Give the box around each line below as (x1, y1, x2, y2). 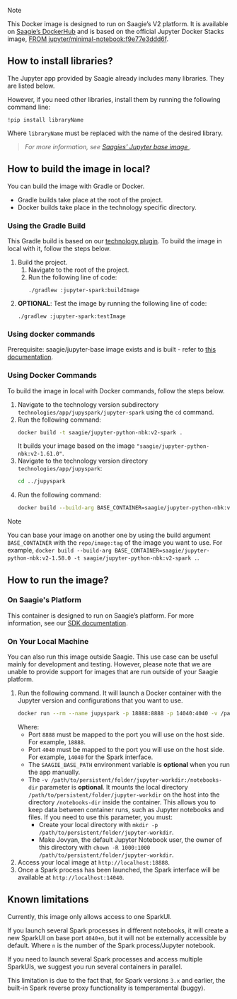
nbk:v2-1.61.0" (17, 451, 63, 458)
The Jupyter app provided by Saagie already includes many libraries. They (7, 74, 225, 82)
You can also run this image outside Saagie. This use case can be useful (7, 652, 218, 661)
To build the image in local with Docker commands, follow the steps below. (7, 386, 225, 395)
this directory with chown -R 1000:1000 (38, 843, 151, 851)
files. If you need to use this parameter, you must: (28, 813, 173, 821)
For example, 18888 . (28, 738, 86, 746)
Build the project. (17, 258, 68, 266)
